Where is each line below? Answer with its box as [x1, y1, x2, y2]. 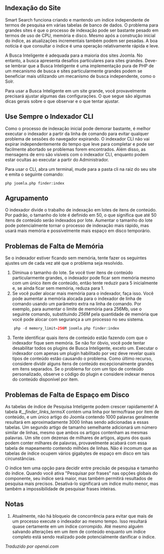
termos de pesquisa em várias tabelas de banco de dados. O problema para [5, 22, 158, 28]
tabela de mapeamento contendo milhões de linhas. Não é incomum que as [5, 445, 158, 451]
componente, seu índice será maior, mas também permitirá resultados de [5, 475, 153, 481]
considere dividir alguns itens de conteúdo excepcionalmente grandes [12, 361, 154, 367]
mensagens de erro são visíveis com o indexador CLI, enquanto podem [5, 151, 149, 157]
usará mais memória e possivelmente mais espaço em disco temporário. [5, 228, 151, 234]
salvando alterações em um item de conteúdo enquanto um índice [12, 529, 146, 534]
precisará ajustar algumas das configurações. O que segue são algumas [5, 93, 151, 99]
